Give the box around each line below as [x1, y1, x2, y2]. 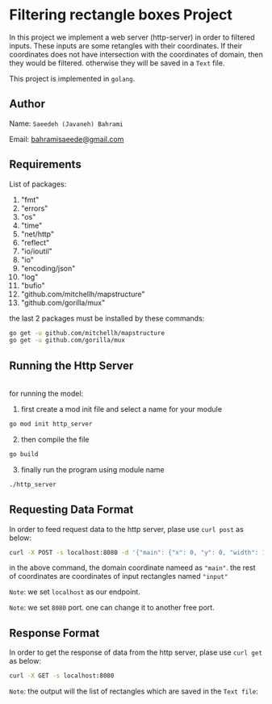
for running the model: [9, 389, 84, 399]
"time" [20, 220, 43, 230]
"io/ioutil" [20, 246, 53, 256]
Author [9, 97, 45, 111]
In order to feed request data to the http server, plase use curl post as [9, 524, 245, 534]
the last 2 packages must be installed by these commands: [9, 313, 205, 323]
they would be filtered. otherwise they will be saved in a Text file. [9, 58, 225, 68]
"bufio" [20, 280, 45, 290]
